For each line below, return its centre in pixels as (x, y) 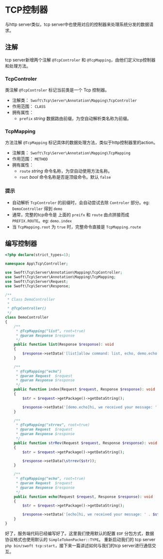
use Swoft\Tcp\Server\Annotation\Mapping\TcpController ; (64, 272)
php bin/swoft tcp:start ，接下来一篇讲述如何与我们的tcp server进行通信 (78, 545)
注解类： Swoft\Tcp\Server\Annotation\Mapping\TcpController (74, 101)
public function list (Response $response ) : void (64, 345)
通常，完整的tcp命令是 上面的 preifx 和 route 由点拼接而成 (71, 215)
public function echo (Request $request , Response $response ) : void (83, 497)
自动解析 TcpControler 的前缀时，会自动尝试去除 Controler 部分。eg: (81, 203)
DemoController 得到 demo (37, 208)
